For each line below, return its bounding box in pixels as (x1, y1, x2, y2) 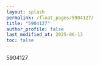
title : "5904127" (6, 20, 51, 26)
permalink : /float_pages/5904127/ (6, 15, 95, 21)
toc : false (6, 37, 34, 43)
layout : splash (6, 9, 45, 15)
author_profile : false (6, 26, 64, 32)
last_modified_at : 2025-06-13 (6, 32, 84, 38)
